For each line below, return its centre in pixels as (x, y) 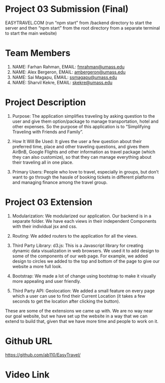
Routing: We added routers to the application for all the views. (75, 236)
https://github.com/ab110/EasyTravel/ (43, 355)
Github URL (29, 341)
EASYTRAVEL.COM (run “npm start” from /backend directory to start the (79, 23)
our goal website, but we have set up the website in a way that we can (76, 316)
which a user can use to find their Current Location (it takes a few (79, 296)
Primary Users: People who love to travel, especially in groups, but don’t (85, 172)
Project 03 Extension (49, 202)
